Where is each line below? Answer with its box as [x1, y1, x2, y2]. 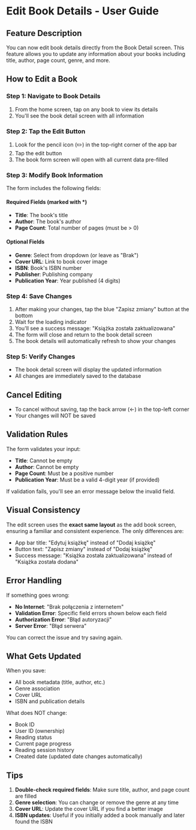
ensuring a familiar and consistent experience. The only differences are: [6, 527, 184, 534]
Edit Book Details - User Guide [6, 4, 159, 18]
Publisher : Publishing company [14, 270, 93, 278]
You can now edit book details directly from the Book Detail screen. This [6, 44, 185, 51]
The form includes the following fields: [6, 185, 101, 192]
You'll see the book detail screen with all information [14, 112, 144, 119]
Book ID [14, 721, 35, 728]
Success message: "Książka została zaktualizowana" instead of [14, 552, 173, 559]
